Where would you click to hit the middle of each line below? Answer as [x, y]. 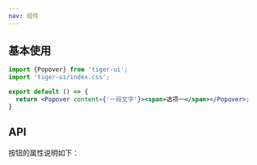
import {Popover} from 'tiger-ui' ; [68, 70]
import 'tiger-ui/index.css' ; [59, 78]
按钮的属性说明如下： [44, 152]
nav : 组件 [23, 16]
